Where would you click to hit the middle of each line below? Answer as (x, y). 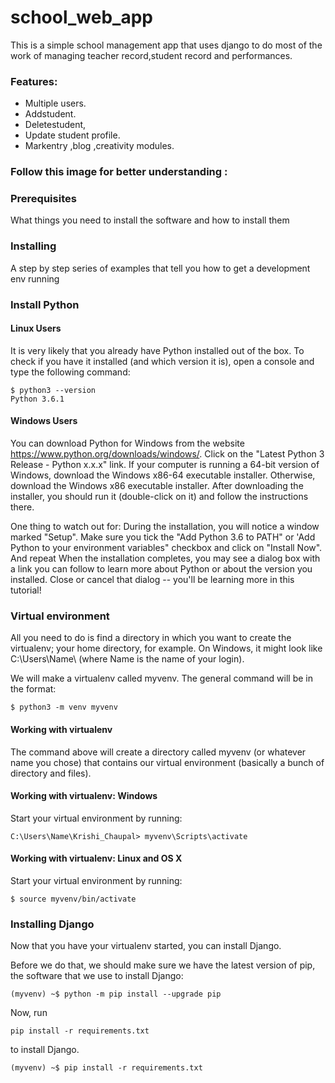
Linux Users (36, 328)
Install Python (45, 304)
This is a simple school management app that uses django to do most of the (166, 45)
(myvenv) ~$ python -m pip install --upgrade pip (116, 994)
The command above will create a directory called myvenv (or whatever (158, 752)
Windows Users (44, 421)
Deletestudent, (55, 125)
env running (35, 278)
